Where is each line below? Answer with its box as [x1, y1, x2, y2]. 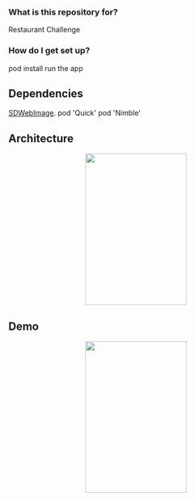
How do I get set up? [8, 45, 91, 57]
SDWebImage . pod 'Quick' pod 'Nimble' [8, 108, 142, 118]
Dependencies [8, 86, 83, 100]
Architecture [8, 132, 74, 145]
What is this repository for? [8, 6, 119, 18]
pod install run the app [8, 63, 83, 73]
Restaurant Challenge [8, 25, 81, 35]
